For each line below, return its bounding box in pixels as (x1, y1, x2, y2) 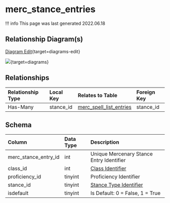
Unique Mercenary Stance (90, 150, 153, 157)
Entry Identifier (90, 157, 126, 164)
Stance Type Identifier (90, 181, 143, 188)
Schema (5, 120, 32, 129)
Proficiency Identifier (90, 173, 140, 180)
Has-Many (8, 103, 34, 110)
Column (8, 139, 27, 146)
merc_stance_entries (5, 4, 96, 15)
